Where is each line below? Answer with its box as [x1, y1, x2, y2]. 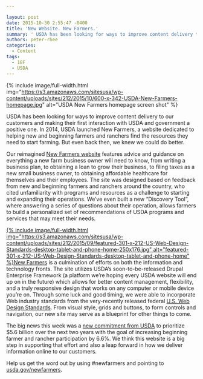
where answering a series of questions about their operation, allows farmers [6, 201, 196, 209]
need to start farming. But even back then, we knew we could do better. [6, 138, 185, 146]
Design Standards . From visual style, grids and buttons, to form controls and [6, 304, 196, 311]
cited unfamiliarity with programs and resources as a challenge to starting [6, 189, 190, 196]
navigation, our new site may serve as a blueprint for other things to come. [6, 310, 192, 317]
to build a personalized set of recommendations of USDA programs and [6, 208, 184, 215]
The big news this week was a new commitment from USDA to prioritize [6, 322, 185, 329]
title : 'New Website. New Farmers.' [6, 25, 98, 32]
